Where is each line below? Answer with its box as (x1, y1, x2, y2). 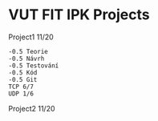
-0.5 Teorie (8, 47, 48, 55)
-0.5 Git (8, 75, 38, 83)
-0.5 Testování (8, 62, 59, 70)
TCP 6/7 (8, 83, 34, 91)
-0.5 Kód (8, 68, 38, 77)
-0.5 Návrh (8, 54, 45, 63)
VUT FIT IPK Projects (8, 6, 150, 24)
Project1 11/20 (8, 32, 54, 42)
